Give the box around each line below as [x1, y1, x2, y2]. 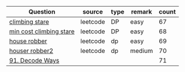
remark [131, 8, 153, 15]
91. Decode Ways [9, 57, 60, 64]
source [83, 8, 103, 15]
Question [28, 8, 56, 15]
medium [130, 47, 153, 55]
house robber [9, 37, 47, 45]
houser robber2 [9, 47, 54, 55]
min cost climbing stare [9, 27, 75, 35]
